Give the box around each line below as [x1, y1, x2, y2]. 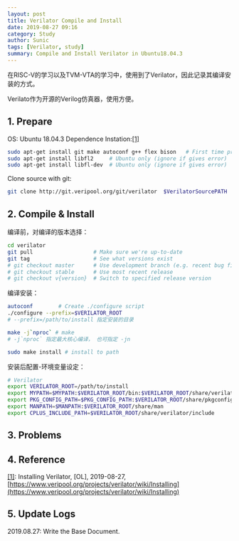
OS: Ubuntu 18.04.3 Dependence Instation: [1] [7, 135, 140, 143]
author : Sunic [7, 37, 50, 44]
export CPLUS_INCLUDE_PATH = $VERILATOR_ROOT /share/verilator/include [7, 409, 215, 416]
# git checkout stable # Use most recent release [7, 268, 174, 275]
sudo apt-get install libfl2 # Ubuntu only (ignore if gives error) [7, 154, 228, 162]
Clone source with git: [7, 174, 72, 183]
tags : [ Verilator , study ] [7, 43, 84, 51]
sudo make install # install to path [7, 348, 119, 356]
